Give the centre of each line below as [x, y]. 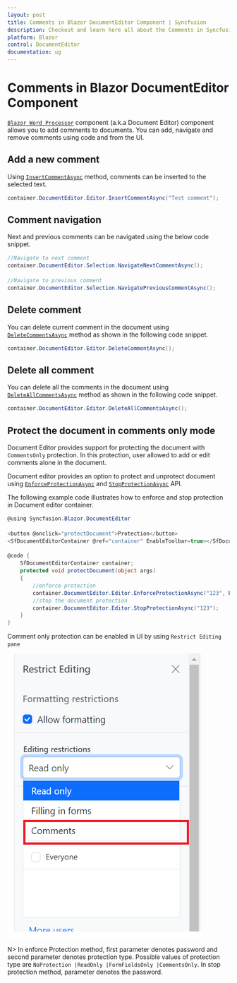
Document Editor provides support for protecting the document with [106, 447]
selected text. [27, 184]
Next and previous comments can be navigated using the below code [108, 237]
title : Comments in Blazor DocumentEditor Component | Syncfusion [107, 22]
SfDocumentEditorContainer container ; [77, 563]
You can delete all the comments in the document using [88, 387]
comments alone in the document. [57, 463]
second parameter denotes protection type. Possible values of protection [114, 957]
